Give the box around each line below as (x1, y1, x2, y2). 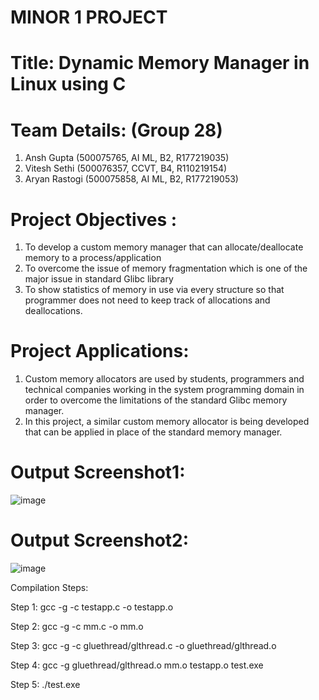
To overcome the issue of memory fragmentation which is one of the (24, 262, 308, 275)
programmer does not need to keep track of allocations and (24, 294, 271, 306)
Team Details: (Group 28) (10, 119, 223, 141)
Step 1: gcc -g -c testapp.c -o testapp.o (10, 601, 174, 613)
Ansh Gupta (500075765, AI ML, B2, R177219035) (24, 152, 230, 164)
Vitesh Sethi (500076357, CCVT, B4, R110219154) (24, 162, 228, 175)
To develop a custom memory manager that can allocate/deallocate (24, 241, 304, 253)
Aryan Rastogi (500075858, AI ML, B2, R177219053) (24, 173, 239, 185)
